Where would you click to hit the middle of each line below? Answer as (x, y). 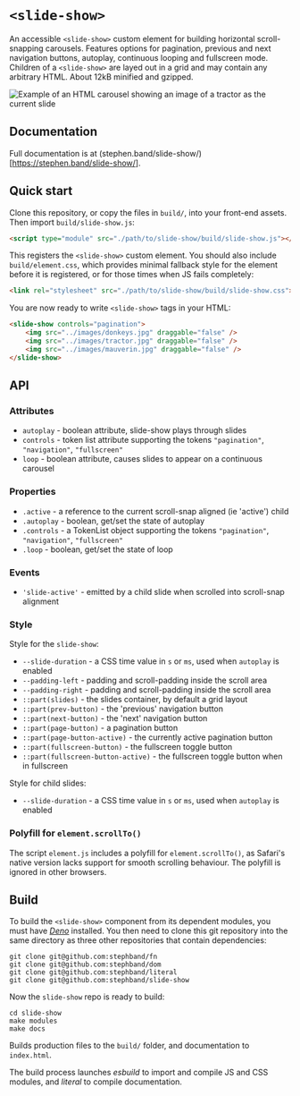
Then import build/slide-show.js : (72, 222)
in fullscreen (45, 766)
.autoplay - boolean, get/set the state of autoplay (113, 521)
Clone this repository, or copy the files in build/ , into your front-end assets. (148, 212)
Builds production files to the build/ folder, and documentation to (129, 1046)
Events (25, 573)
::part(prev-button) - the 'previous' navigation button (123, 709)
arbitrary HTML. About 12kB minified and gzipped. (101, 76)
